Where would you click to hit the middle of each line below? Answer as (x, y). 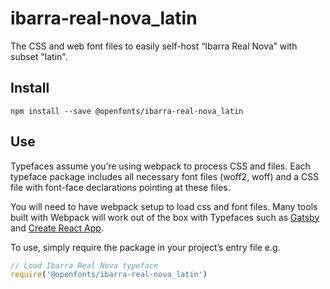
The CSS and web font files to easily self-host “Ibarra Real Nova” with (154, 46)
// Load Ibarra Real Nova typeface (84, 265)
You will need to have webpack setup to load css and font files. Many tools (164, 206)
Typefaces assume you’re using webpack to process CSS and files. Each (160, 166)
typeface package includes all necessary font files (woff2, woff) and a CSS (165, 176)
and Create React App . (57, 228)
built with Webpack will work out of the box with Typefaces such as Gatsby (165, 217)
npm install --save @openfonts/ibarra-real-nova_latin (127, 111)
